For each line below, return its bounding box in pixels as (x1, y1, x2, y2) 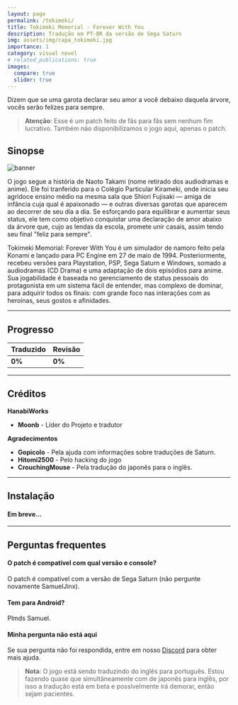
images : (7, 63, 30, 70)
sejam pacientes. (24, 689, 75, 698)
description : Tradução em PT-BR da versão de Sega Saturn (7, 30, 182, 38)
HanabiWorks (7, 406, 49, 415)
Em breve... (7, 510, 42, 518)
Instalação (7, 490, 55, 503)
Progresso (7, 323, 55, 336)
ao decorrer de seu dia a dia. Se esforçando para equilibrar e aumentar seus (7, 207, 230, 216)
